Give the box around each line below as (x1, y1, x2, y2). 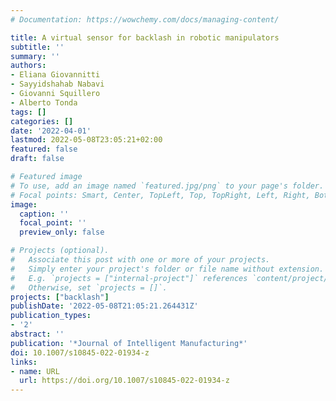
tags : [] (10, 107, 47, 117)
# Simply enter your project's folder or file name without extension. (10, 264, 325, 274)
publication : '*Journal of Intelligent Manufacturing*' (10, 338, 248, 348)
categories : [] (10, 116, 74, 126)
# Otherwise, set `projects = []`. (10, 282, 168, 293)
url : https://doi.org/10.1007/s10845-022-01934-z (19, 376, 230, 386)
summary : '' (10, 51, 60, 61)
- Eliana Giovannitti (10, 70, 101, 80)
